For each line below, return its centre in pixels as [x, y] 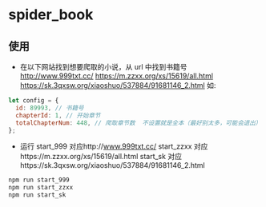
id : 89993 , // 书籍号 [50, 108]
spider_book [51, 15]
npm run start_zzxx [41, 188]
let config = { [34, 101]
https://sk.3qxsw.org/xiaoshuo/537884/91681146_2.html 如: [118, 85]
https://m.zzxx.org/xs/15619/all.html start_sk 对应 [101, 157]
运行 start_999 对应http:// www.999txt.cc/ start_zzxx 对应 [114, 146]
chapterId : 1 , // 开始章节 [58, 115]
